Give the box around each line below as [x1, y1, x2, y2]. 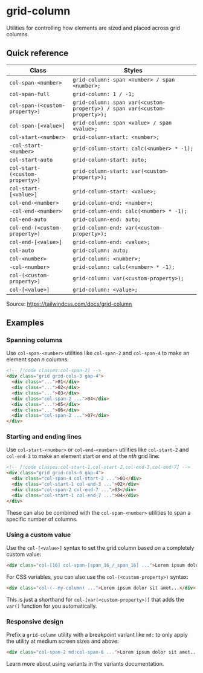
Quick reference [6, 48, 69, 59]
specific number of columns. [6, 515, 78, 523]
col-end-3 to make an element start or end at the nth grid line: [6, 452, 160, 460]
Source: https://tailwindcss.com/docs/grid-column [6, 300, 132, 308]
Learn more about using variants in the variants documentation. [6, 660, 164, 667]
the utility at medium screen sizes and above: [6, 637, 119, 645]
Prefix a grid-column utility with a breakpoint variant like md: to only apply [6, 631, 188, 638]
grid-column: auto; [72, 246, 129, 254]
